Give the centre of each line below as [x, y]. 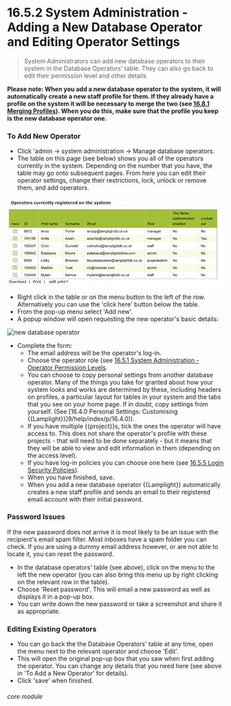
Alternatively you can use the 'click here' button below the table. [108, 304]
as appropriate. [38, 611]
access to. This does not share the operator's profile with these [117, 433]
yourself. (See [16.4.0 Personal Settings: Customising [102, 411]
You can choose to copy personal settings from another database [120, 375]
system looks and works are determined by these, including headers [124, 389]
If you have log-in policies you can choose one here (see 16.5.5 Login [125, 462]
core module [25, 696]
